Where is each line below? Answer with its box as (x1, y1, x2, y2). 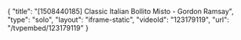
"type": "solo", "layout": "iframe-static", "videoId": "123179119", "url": (7, 15, 229, 24)
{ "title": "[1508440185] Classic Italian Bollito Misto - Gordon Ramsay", (7, 7, 234, 16)
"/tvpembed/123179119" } (7, 24, 89, 32)
